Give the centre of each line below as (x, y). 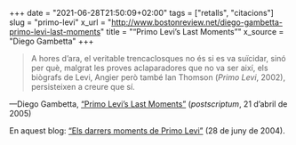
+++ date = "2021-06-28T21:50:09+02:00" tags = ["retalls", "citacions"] (141, 13)
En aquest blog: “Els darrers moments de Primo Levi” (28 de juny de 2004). (148, 131)
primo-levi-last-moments (55, 32)
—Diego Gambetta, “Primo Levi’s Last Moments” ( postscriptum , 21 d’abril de (148, 104)
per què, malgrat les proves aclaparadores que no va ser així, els (149, 68)
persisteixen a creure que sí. (83, 87)
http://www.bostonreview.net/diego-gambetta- (196, 22)
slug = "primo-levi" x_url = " (60, 22)
